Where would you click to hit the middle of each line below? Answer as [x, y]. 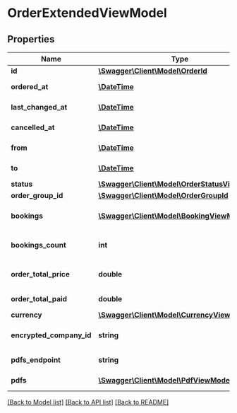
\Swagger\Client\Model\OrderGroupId [163, 196]
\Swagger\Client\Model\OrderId [153, 71]
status [22, 184]
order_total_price [41, 274]
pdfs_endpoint [36, 360]
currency [26, 315]
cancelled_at [33, 127]
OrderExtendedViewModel [87, 13]
